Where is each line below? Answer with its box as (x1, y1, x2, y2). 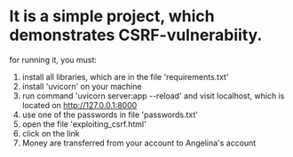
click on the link (21, 128, 80, 138)
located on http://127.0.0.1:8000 (21, 99, 138, 110)
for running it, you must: (9, 54, 98, 65)
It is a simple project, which (9, 6, 215, 27)
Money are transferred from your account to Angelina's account (21, 137, 257, 148)
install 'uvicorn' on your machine (21, 81, 142, 91)
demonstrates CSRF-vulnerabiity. (9, 25, 263, 45)
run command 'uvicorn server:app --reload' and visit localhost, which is (21, 90, 285, 101)
